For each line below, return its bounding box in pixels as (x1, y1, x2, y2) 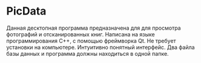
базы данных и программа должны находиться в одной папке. (6, 50, 169, 57)
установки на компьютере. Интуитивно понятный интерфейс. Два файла (6, 44, 195, 51)
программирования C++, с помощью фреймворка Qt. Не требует (6, 37, 177, 44)
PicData (6, 4, 47, 18)
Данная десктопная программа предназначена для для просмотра (6, 24, 181, 31)
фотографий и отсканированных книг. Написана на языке (6, 30, 156, 38)
